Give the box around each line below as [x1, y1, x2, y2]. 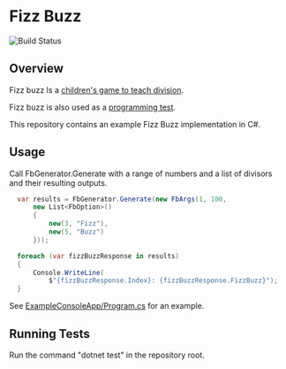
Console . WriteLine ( [32, 268, 104, 277]
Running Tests [9, 326, 90, 342]
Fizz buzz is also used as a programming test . [9, 102, 177, 112]
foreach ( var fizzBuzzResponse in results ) [17, 251, 179, 260]
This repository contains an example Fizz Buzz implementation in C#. [9, 119, 261, 129]
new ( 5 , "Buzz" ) [48, 227, 104, 236]
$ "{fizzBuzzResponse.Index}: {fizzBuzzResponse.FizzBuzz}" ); [48, 276, 278, 285]
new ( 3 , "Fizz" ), [48, 219, 109, 228]
